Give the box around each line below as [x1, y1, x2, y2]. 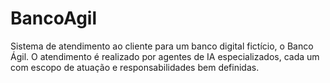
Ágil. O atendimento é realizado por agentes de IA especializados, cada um [10, 50, 320, 62]
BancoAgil [10, 7, 98, 30]
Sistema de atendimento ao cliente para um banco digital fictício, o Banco [10, 40, 314, 52]
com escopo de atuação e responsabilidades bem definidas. [10, 61, 260, 73]
